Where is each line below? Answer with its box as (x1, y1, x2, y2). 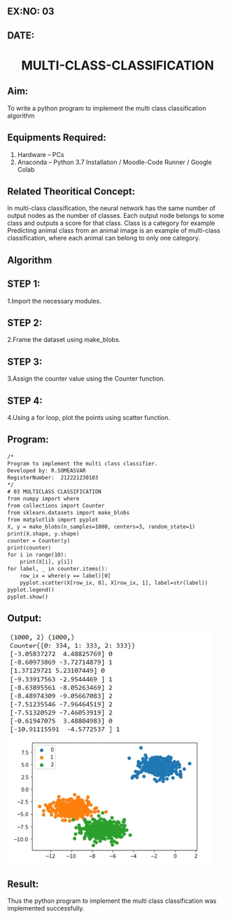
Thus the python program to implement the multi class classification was (7, 897, 217, 905)
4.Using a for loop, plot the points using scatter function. (7, 414, 170, 422)
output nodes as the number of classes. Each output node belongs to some (7, 212, 225, 220)
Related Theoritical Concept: (7, 185, 136, 197)
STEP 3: (7, 355, 43, 367)
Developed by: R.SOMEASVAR (7, 467, 86, 474)
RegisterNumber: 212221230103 (7, 474, 99, 481)
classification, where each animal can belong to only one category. (7, 234, 201, 243)
